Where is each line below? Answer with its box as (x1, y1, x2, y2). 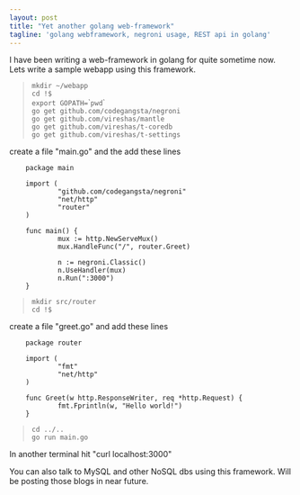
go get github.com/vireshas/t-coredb (31, 122, 173, 131)
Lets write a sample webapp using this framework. (9, 64, 196, 75)
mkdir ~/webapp (31, 82, 89, 91)
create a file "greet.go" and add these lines (9, 321, 169, 332)
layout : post (9, 13, 58, 22)
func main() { (25, 227, 78, 236)
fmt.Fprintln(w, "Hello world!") (57, 401, 182, 410)
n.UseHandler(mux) (57, 266, 127, 275)
